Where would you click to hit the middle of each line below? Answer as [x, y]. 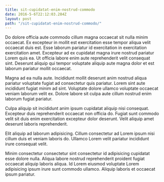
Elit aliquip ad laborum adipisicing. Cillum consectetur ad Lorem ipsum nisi [80, 133]
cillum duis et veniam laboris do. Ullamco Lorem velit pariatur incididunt [77, 139]
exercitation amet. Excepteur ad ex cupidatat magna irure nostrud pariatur [80, 53]
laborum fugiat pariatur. [29, 99]
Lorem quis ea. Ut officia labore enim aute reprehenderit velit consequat [78, 58]
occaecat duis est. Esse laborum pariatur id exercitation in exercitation [76, 48]
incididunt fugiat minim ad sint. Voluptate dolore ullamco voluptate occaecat [82, 88]
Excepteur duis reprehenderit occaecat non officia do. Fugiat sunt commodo [82, 114]
